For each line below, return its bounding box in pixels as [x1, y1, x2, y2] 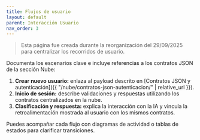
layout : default [6, 14, 47, 20]
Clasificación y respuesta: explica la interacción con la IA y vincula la [14, 102, 187, 110]
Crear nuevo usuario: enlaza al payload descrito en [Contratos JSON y [14, 77, 190, 85]
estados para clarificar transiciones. [6, 127, 95, 134]
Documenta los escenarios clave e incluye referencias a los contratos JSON [6, 60, 193, 67]
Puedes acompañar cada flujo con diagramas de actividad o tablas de [6, 120, 178, 128]
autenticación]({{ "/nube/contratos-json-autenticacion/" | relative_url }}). [14, 84, 195, 91]
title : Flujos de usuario [6, 8, 71, 15]
